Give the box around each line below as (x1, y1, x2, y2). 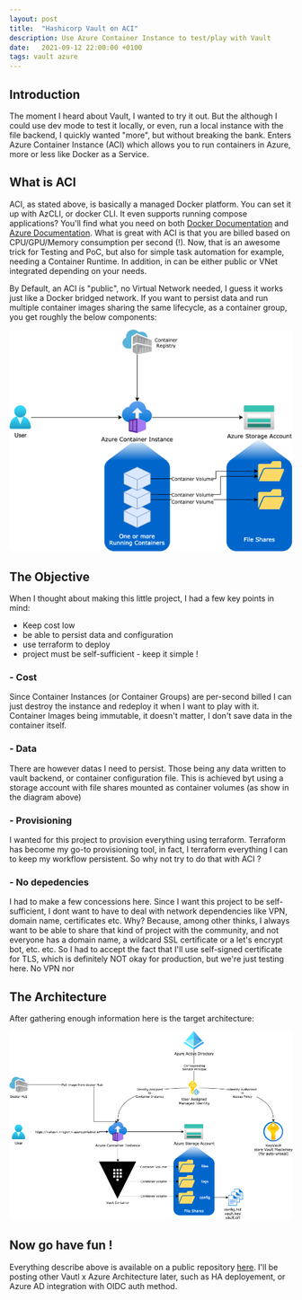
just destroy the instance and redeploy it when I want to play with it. (9, 701, 260, 712)
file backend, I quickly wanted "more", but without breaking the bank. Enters (9, 129, 292, 140)
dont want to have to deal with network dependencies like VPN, (52, 906, 288, 916)
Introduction (9, 86, 81, 102)
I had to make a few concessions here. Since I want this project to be (9, 897, 264, 907)
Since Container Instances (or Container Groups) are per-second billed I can (9, 692, 292, 703)
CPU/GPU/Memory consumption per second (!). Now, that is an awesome (9, 236, 280, 247)
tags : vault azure (9, 52, 78, 62)
